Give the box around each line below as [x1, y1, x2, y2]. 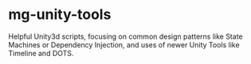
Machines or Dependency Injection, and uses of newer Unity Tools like [8, 40, 241, 49]
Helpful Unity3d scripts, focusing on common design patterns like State [8, 32, 243, 41]
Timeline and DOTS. [8, 48, 74, 58]
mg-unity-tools [8, 6, 112, 24]
